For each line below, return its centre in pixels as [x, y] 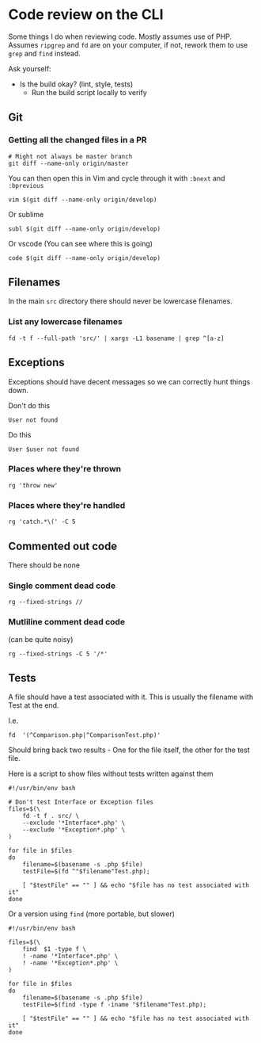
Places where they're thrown [64, 469]
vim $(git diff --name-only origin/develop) [83, 200]
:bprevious [26, 185]
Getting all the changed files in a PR [78, 140]
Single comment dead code [62, 586]
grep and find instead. [45, 53]
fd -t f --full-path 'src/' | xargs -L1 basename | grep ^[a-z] [116, 338]
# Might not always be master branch [70, 156]
